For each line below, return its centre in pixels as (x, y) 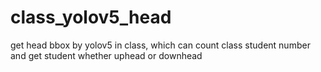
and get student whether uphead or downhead (106, 55)
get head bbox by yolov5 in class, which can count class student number (160, 45)
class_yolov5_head (91, 17)
